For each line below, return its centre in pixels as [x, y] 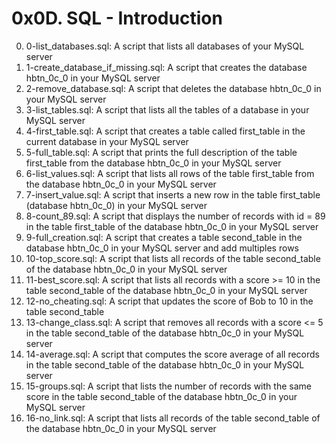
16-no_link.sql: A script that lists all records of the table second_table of [173, 418]
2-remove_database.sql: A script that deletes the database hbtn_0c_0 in [173, 88]
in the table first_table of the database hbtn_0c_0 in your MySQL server [172, 226]
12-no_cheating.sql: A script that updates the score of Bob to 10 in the [169, 301]
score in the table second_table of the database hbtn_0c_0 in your [161, 396]
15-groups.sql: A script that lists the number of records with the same [168, 386]
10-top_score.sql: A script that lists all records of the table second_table [173, 258]
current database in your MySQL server [107, 141]
